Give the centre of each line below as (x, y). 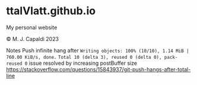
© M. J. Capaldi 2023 (33, 39)
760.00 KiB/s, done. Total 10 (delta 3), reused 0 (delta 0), (84, 57)
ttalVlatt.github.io (51, 11)
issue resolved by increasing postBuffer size (83, 63)
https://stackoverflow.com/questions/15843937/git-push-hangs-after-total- (99, 69)
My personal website (32, 27)
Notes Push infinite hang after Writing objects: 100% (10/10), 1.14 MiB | (98, 50)
